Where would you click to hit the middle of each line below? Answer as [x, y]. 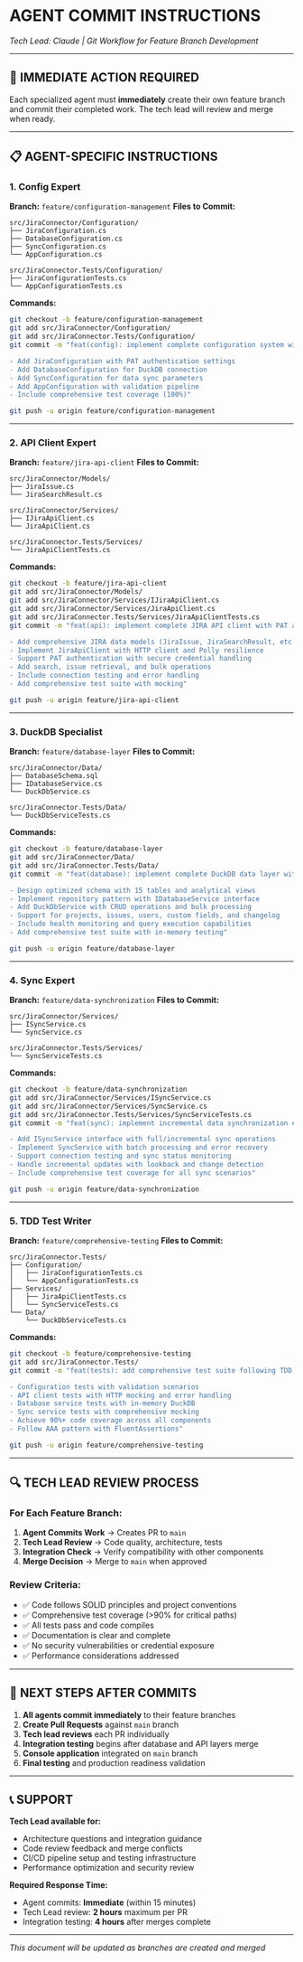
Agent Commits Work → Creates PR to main [104, 1533]
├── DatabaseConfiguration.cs [66, 239]
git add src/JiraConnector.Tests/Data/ [84, 865]
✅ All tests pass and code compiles [88, 1625]
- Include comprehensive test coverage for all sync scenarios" [133, 1173]
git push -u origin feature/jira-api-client [94, 700]
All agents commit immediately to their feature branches [129, 1714]
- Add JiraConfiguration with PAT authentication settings [123, 361]
